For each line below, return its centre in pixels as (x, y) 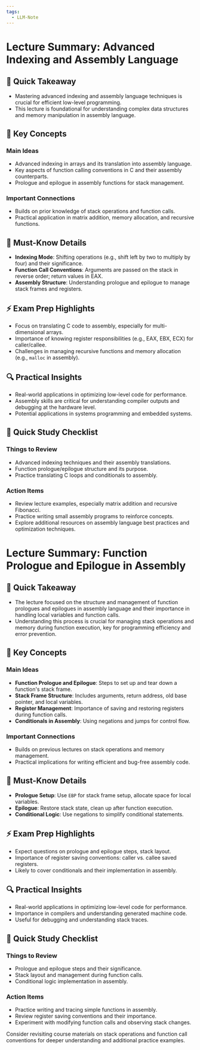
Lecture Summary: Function (77, 553)
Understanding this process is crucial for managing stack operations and (104, 621)
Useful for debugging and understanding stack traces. (81, 920)
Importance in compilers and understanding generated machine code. (101, 913)
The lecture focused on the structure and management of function (96, 602)
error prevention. (36, 633)
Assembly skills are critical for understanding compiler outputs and (97, 400)
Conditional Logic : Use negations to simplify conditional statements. (99, 814)
